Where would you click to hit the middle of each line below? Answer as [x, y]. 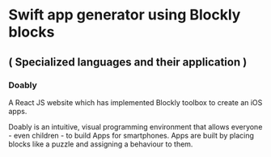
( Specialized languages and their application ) [128, 62]
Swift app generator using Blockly [125, 15]
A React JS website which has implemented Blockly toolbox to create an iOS [135, 102]
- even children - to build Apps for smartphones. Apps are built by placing [131, 135]
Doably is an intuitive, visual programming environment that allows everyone [135, 126]
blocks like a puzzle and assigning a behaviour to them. [101, 144]
